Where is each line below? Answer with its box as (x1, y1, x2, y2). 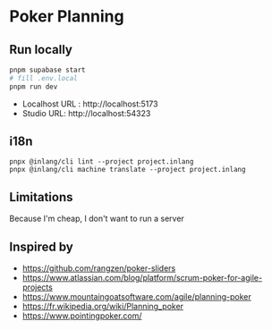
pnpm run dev (9, 82, 58, 91)
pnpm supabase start (9, 65, 87, 74)
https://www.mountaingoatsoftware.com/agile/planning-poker (21, 292, 252, 302)
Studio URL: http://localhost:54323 (21, 107, 151, 118)
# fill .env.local (9, 73, 78, 82)
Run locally (9, 42, 73, 57)
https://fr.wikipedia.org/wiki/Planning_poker (21, 301, 184, 312)
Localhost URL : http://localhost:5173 (21, 98, 158, 109)
